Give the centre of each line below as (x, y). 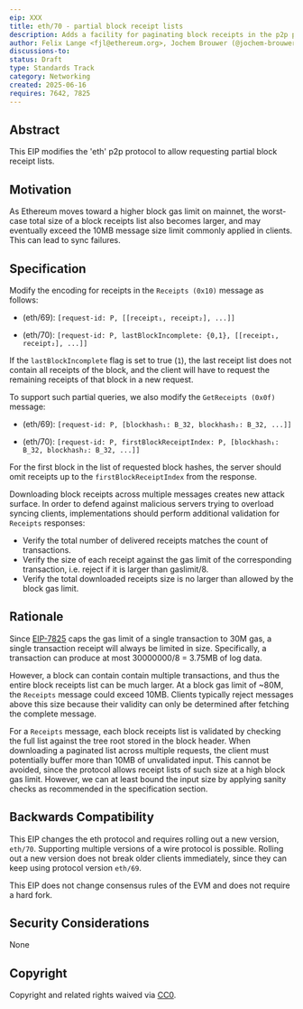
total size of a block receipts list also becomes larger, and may (145, 221)
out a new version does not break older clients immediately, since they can (148, 858)
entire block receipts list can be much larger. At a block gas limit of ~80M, (147, 685)
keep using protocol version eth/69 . (76, 867)
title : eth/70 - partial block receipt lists (96, 26)
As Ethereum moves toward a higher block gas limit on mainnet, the (134, 211)
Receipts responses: (47, 523)
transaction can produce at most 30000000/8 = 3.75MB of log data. (136, 658)
